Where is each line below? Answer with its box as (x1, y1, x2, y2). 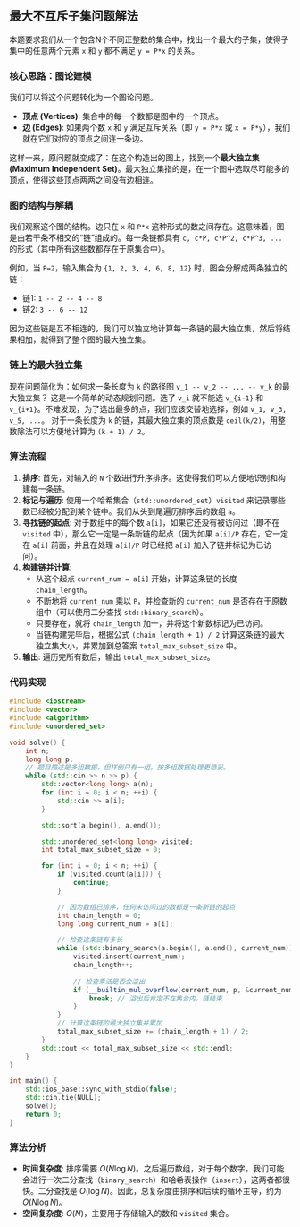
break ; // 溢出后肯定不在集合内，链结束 (88, 993, 223, 1003)
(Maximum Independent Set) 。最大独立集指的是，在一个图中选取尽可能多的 (9, 164, 290, 175)
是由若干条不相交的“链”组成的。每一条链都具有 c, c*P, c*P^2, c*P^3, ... (9, 232, 283, 244)
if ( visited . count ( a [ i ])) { (56, 870, 162, 879)
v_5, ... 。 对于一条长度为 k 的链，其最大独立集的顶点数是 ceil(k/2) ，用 (9, 415, 279, 425)
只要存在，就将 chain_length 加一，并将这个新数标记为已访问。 (35, 618, 269, 629)
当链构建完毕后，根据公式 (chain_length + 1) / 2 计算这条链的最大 (35, 630, 285, 639)
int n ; (25, 746, 50, 755)
